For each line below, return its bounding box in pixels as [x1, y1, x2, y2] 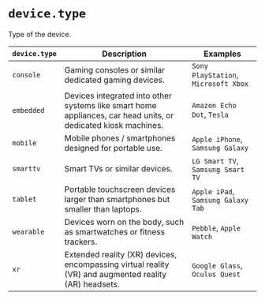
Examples [203, 48, 242, 59]
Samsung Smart [192, 165, 245, 174]
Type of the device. [8, 29, 72, 39]
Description [102, 48, 147, 59]
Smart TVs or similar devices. [64, 163, 173, 174]
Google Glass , [192, 260, 243, 271]
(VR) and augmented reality [64, 268, 167, 279]
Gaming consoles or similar [64, 64, 166, 75]
